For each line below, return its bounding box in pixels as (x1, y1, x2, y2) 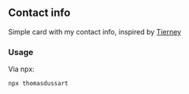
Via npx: (8, 64, 35, 74)
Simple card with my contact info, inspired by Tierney (8, 27, 182, 36)
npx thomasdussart (8, 80, 69, 88)
